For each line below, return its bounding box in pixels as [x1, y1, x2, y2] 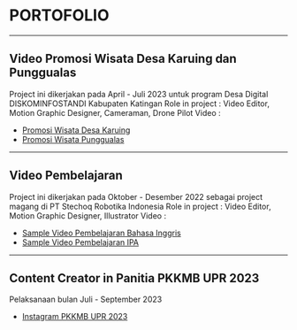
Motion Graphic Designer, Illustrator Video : [9, 210, 166, 221]
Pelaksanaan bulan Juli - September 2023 [9, 294, 163, 305]
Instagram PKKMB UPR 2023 [21, 311, 128, 322]
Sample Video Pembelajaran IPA [21, 236, 140, 248]
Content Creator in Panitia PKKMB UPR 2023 [9, 271, 260, 286]
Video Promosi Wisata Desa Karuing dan [9, 51, 237, 66]
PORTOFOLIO [9, 5, 110, 26]
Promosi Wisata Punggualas [21, 134, 125, 144]
